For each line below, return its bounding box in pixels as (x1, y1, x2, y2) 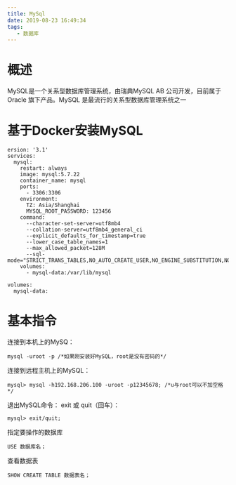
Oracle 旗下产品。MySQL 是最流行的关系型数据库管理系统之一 (7, 95, 187, 104)
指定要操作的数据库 (7, 428, 63, 437)
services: (7, 152, 37, 160)
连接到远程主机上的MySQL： (7, 366, 91, 375)
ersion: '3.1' (7, 147, 49, 154)
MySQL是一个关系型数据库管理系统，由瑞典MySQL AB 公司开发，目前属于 (7, 87, 222, 95)
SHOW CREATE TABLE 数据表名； (7, 472, 91, 479)
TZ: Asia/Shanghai (25, 201, 80, 209)
